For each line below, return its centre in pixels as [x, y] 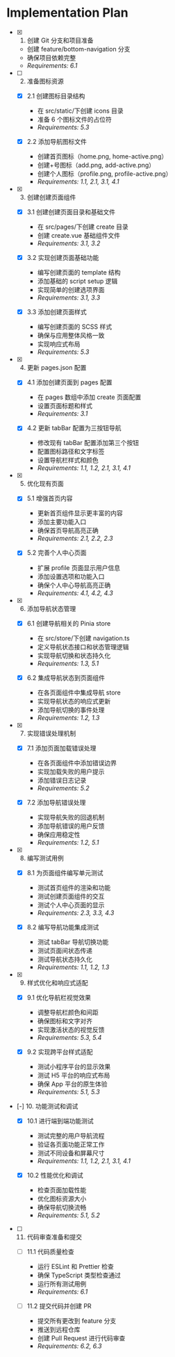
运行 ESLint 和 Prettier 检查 [75, 1267]
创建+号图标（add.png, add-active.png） [96, 165]
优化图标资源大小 [62, 1199]
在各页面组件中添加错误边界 [77, 763]
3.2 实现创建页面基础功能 [63, 258]
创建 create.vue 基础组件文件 [79, 236]
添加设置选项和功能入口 [71, 576]
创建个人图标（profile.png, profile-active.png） [105, 174]
